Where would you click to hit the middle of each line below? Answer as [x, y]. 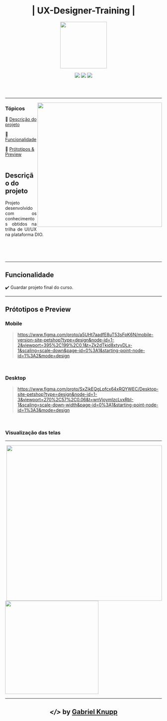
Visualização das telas [33, 433]
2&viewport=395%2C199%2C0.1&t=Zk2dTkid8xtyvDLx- [75, 345]
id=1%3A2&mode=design [43, 356]
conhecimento [20, 219]
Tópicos [15, 108]
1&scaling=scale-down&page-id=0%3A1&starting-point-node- [81, 350]
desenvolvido [19, 208]
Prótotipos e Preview [38, 310]
